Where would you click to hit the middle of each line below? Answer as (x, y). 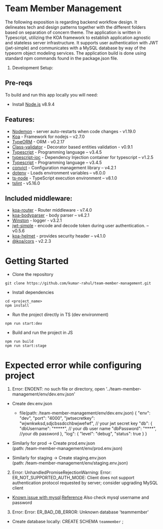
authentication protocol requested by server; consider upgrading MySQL (85, 483)
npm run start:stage (26, 346)
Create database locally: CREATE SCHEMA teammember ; (68, 522)
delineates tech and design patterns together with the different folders (75, 27)
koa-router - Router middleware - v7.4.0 (52, 210)
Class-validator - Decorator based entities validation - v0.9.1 (72, 147)
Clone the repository (33, 274)
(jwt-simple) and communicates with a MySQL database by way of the (75, 48)
